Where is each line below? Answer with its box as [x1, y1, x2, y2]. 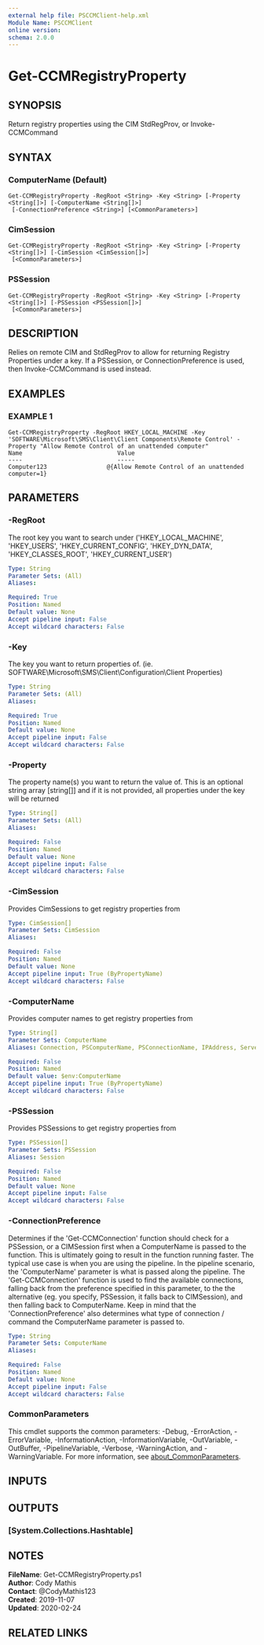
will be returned [8, 794, 59, 803]
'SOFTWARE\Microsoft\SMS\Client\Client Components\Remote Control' [8, 436, 234, 444]
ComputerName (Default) [8, 174, 108, 185]
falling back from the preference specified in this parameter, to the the [8, 1283, 236, 1293]
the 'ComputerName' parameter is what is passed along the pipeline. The [8, 1267, 246, 1276]
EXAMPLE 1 [8, 411, 53, 422]
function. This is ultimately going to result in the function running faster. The [8, 1250, 254, 1260]
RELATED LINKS [8, 1626, 88, 1639]
